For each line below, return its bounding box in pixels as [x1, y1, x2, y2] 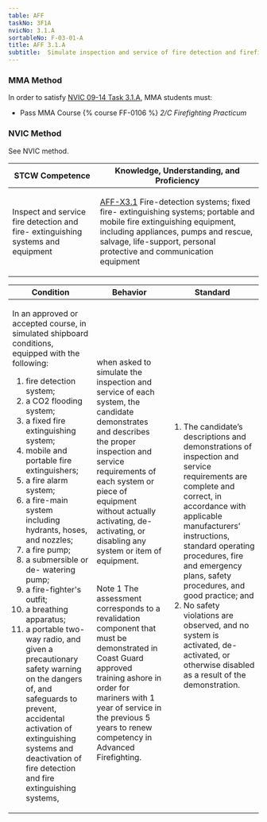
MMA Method [8, 75, 63, 86]
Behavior [112, 287, 147, 298]
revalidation [96, 612, 141, 623]
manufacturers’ [183, 520, 241, 531]
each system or [96, 476, 155, 487]
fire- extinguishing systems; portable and [99, 206, 255, 217]
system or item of [96, 545, 162, 556]
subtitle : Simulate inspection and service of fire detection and [8, 48, 237, 56]
